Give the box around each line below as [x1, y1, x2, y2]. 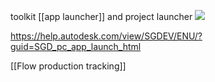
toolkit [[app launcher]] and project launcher [10, 11, 193, 22]
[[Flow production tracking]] [10, 60, 127, 72]
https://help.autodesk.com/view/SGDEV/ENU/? [10, 30, 203, 42]
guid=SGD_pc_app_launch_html [10, 41, 142, 52]
